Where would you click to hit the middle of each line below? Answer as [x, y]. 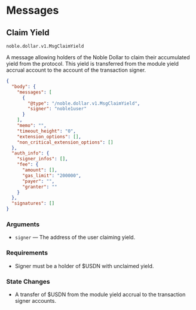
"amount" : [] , [40, 170]
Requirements [27, 253]
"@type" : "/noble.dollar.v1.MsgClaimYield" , [84, 103]
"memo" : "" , [32, 126]
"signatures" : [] [33, 203]
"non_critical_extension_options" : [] [65, 142]
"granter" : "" [40, 187]
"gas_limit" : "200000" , [52, 175]
